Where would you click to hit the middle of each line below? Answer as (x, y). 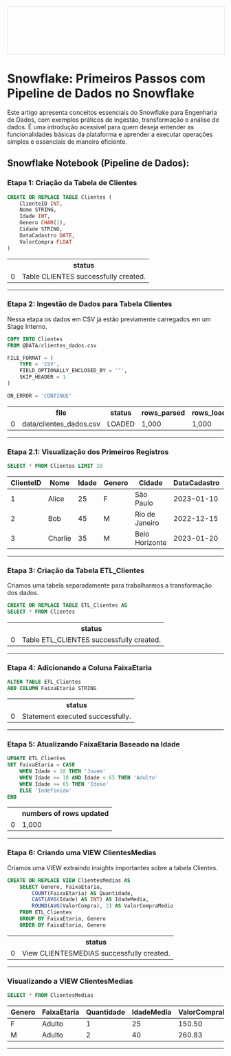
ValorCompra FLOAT (46, 242)
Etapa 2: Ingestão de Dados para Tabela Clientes (90, 304)
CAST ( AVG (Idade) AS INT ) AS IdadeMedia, (90, 900)
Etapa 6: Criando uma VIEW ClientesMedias (82, 853)
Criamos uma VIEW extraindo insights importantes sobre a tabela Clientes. (112, 868)
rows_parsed (163, 413)
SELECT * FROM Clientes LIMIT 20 (55, 466)
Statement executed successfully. (77, 716)
